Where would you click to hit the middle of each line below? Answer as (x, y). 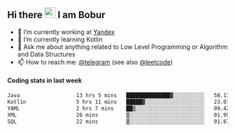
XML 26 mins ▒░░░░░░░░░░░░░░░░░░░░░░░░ (106, 115)
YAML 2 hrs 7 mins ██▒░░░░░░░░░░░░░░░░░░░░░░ (106, 108)
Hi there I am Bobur (57, 15)
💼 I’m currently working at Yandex (66, 31)
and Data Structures (46, 54)
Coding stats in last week (45, 80)
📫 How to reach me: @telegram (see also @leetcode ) (95, 62)
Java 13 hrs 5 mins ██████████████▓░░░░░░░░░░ (106, 96)
